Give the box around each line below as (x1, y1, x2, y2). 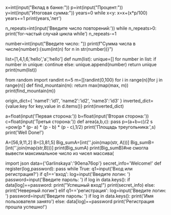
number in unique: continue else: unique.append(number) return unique (5, 62, 157, 67)
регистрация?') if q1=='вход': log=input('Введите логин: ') (5, 171, 131, 177)
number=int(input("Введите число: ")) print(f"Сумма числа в (5, 41, 136, 47)
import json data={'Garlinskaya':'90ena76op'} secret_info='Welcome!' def (5, 160, 162, 166)
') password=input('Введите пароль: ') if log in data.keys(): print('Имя (5, 193, 154, 199)
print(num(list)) (5, 67, 37, 73)
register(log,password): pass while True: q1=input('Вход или (5, 166, 133, 171)
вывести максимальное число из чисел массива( (5, 150, 114, 156)
